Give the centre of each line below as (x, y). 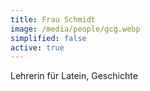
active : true (37, 47)
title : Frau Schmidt (53, 19)
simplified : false (48, 38)
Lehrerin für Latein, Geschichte (74, 76)
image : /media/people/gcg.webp (75, 29)
